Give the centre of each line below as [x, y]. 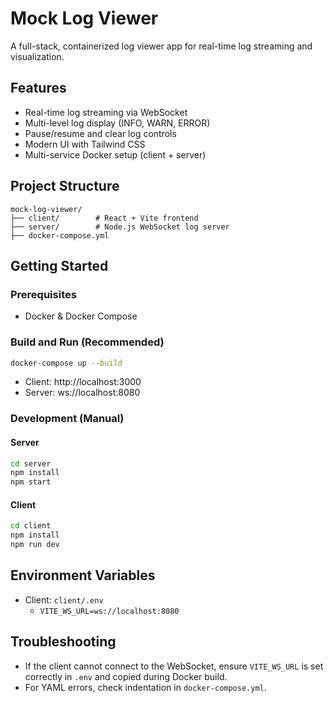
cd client [31, 526]
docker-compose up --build [66, 363]
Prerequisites [43, 294]
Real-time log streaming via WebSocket [106, 112]
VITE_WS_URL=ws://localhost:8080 [109, 611]
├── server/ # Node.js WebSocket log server [120, 227]
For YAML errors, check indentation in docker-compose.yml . [145, 687]
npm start [31, 482]
